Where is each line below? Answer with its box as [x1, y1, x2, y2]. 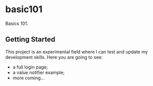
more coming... [12, 75, 45, 81]
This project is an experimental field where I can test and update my [5, 48, 148, 54]
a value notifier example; [12, 69, 65, 75]
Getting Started [5, 35, 56, 44]
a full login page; [12, 64, 48, 70]
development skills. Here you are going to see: [5, 54, 103, 60]
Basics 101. [5, 20, 29, 26]
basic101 [5, 4, 43, 15]
